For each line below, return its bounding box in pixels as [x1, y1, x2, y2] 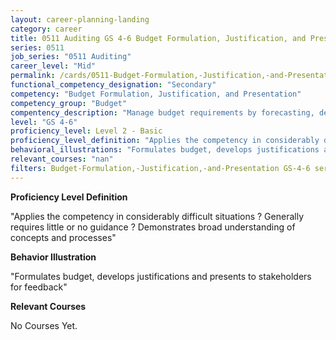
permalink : [10, 71, 56, 81]
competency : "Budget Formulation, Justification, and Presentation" [10, 89, 302, 99]
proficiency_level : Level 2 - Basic [10, 126, 163, 136]
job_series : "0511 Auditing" [10, 52, 132, 62]
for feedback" [10, 281, 68, 293]
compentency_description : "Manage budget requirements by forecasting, [10, 107, 315, 118]
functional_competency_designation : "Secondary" [10, 80, 217, 90]
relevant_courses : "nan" [10, 154, 114, 164]
